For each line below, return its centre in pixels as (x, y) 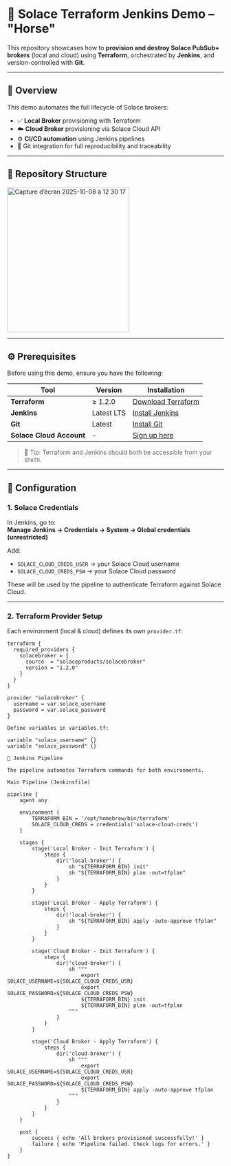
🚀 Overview (32, 91)
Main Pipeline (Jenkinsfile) (49, 783)
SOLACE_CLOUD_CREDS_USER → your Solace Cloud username (98, 564)
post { (29, 1132)
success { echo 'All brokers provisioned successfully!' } (118, 1138)
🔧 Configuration (42, 488)
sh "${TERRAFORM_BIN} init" (109, 867)
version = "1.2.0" (52, 668)
